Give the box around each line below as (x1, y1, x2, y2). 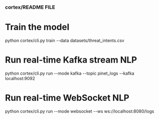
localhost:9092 (5, 75, 35, 81)
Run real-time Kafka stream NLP (5, 54, 137, 66)
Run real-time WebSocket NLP (5, 92, 129, 103)
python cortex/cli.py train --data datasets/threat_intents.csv (5, 38, 125, 43)
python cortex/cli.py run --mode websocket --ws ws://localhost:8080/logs (5, 108, 154, 114)
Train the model (5, 22, 69, 33)
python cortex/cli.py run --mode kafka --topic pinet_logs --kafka (5, 70, 135, 76)
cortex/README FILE (5, 4, 55, 11)
